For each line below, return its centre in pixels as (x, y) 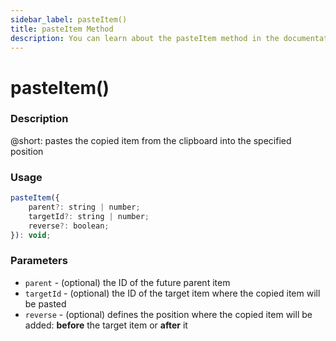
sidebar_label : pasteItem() (69, 19)
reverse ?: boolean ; (69, 226)
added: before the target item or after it (106, 325)
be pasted (45, 303)
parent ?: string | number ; (84, 207)
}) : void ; (31, 235)
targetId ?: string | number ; (89, 216)
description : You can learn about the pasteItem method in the (145, 38)
